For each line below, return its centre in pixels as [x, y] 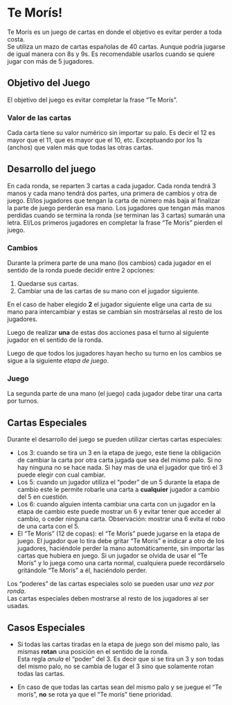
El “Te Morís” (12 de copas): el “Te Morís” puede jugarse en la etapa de [118, 533]
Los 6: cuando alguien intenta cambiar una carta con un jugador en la [116, 504]
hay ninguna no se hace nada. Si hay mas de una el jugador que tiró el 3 [120, 468]
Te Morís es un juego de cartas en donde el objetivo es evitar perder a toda [115, 32]
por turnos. [23, 401]
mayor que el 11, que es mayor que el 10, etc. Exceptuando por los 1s [105, 140]
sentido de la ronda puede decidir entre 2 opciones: [81, 271]
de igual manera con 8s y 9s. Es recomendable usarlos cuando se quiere [111, 54]
